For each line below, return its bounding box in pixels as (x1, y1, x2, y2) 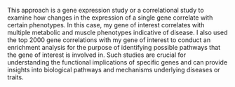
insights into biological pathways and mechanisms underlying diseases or (7, 66, 220, 74)
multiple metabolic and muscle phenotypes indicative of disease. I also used (7, 28, 228, 36)
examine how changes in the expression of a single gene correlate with (7, 13, 213, 22)
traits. (7, 73, 24, 81)
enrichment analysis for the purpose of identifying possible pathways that (7, 43, 221, 51)
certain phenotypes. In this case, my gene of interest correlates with (7, 21, 205, 29)
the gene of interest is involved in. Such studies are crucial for (7, 51, 187, 59)
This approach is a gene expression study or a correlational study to (7, 6, 205, 14)
